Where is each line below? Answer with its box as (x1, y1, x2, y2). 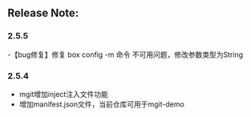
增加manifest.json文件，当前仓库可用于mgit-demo (18, 99, 185, 109)
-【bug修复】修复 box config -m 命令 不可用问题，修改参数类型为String (7, 50, 244, 59)
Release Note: (7, 6, 79, 20)
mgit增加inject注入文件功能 (18, 89, 109, 99)
